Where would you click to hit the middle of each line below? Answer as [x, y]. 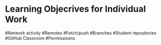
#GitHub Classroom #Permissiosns [40, 38]
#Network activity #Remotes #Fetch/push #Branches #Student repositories [81, 33]
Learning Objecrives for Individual [76, 9]
